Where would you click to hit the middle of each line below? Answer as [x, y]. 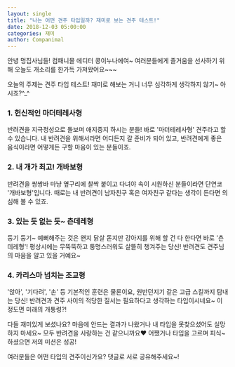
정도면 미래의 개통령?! [37, 309]
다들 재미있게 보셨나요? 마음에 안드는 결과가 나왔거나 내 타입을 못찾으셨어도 [110, 324]
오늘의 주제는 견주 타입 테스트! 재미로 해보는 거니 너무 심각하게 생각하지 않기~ [113, 84]
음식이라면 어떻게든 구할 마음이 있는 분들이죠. [69, 147]
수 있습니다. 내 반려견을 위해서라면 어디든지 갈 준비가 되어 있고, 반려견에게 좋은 [115, 138]
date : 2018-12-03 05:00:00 [47, 27]
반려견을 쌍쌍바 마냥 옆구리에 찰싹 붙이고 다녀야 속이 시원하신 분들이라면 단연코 [115, 184]
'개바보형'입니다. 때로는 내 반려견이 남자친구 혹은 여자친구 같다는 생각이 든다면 [114, 192]
